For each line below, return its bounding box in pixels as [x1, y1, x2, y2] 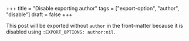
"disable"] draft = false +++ [6, 11, 73, 18]
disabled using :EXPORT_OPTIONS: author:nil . [6, 28, 116, 35]
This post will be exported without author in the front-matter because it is [6, 23, 183, 29]
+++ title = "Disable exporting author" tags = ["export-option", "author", [6, 5, 180, 12]
